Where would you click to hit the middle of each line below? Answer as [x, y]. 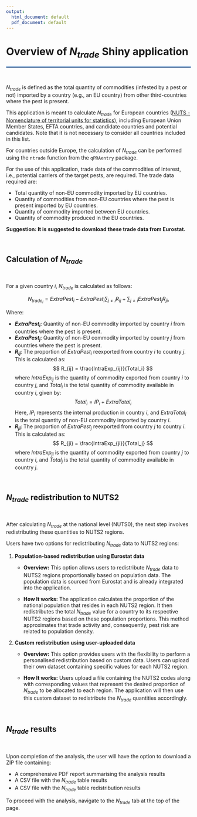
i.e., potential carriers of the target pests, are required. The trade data [90, 175]
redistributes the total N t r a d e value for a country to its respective [101, 612]
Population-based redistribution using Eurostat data [79, 556]
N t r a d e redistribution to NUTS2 [63, 498]
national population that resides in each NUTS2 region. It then [98, 605]
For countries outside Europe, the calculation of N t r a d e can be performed [94, 151]
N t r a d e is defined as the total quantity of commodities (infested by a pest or [97, 88]
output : [16, 11]
